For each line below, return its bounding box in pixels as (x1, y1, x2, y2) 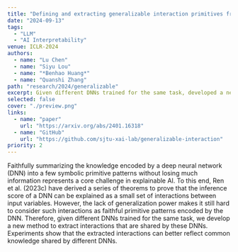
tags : (7, 23, 23, 30)
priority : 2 (7, 142, 42, 149)
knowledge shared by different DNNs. (7, 236, 118, 245)
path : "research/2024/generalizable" (7, 83, 119, 90)
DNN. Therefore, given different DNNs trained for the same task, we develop (7, 214, 230, 223)
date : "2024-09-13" (7, 17, 65, 24)
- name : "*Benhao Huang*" (13, 69, 91, 76)
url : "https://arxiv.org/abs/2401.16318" (20, 122, 144, 130)
